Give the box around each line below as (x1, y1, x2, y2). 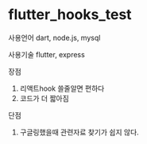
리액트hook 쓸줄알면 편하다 (19, 84, 105, 93)
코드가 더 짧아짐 (19, 93, 69, 103)
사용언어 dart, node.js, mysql (8, 33, 101, 42)
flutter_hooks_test (8, 6, 133, 24)
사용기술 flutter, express (8, 49, 85, 59)
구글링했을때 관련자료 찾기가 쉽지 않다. (19, 127, 139, 137)
